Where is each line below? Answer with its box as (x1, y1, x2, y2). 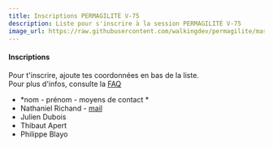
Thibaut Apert (19, 120, 67, 130)
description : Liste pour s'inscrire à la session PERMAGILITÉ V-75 (8, 19, 242, 28)
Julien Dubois (19, 111, 67, 122)
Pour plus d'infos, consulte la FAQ (8, 79, 122, 89)
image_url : (8, 27, 45, 35)
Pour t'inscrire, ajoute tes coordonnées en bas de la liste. (8, 70, 199, 80)
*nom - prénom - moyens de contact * (19, 94, 149, 104)
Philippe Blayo (19, 129, 68, 139)
